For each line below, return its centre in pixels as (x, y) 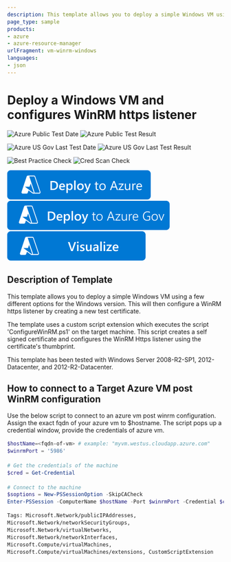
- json (16, 65)
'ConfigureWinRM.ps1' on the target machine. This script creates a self (107, 332)
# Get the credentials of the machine (63, 465)
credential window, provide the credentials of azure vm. (86, 431)
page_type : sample (33, 22)
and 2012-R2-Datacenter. (77, 367)
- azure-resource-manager (44, 44)
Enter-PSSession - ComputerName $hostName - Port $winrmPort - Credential (112, 502)
